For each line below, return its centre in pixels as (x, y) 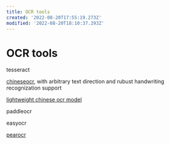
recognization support (34, 88)
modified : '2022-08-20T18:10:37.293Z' (55, 23)
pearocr (16, 135)
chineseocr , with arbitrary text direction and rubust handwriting (85, 82)
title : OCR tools (28, 12)
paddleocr (19, 111)
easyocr (16, 123)
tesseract (18, 70)
